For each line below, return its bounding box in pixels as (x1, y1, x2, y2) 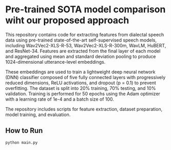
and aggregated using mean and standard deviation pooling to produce (5, 53, 156, 60)
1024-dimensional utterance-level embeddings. (5, 59, 106, 65)
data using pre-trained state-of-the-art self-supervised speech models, (5, 37, 157, 43)
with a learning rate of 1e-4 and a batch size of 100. (5, 96, 115, 102)
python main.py (5, 140, 38, 145)
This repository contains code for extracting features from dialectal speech (5, 31, 164, 38)
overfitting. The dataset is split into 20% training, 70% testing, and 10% (5, 85, 156, 91)
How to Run (5, 126, 43, 135)
